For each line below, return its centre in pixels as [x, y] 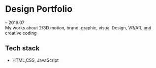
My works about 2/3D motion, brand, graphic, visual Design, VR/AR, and [78, 27]
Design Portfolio [39, 9]
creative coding [21, 33]
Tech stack [22, 48]
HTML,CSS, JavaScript [35, 60]
